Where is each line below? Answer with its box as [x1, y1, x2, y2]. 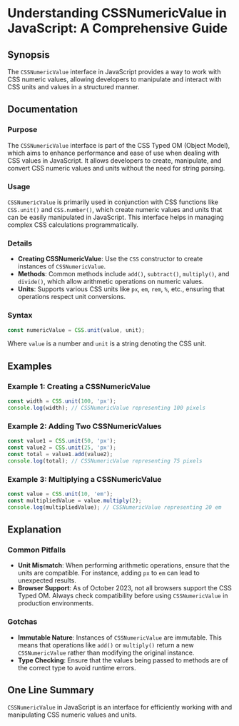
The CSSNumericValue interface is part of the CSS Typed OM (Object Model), [7, 141, 230, 149]
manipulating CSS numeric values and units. [7, 710, 137, 719]
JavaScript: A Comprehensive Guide [7, 20, 228, 36]
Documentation [7, 104, 78, 116]
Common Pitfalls [7, 545, 66, 555]
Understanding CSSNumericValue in [7, 5, 227, 21]
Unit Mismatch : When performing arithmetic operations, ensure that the [17, 561, 230, 570]
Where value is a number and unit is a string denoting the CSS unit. [7, 339, 207, 348]
